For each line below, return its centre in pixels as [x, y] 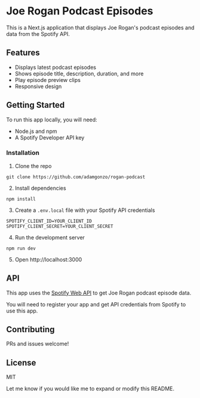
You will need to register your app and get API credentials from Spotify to [96, 304]
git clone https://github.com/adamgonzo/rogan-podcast [76, 177]
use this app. [22, 311]
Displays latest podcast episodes [56, 67]
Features [23, 53]
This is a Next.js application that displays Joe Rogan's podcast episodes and [100, 28]
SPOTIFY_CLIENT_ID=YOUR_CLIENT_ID [49, 221]
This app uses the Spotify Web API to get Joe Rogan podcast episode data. [99, 293]
